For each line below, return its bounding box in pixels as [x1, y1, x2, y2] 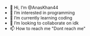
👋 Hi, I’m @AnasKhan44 [9, 5, 59, 10]
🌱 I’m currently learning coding [9, 15, 73, 20]
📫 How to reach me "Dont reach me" [9, 26, 86, 31]
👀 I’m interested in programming [9, 10, 75, 16]
